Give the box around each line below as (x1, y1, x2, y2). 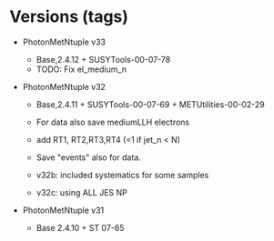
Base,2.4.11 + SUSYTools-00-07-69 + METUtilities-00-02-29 (36, 98, 266, 110)
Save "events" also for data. (36, 152, 141, 163)
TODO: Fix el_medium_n (36, 64, 127, 75)
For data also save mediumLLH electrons (36, 116, 189, 127)
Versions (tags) (9, 6, 129, 27)
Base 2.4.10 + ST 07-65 (36, 222, 125, 233)
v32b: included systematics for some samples (36, 169, 209, 180)
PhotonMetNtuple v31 (22, 205, 105, 216)
